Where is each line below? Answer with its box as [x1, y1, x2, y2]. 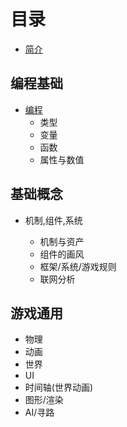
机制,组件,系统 [24, 214, 83, 226]
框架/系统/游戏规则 [39, 260, 117, 272]
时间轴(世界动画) [24, 381, 94, 394]
